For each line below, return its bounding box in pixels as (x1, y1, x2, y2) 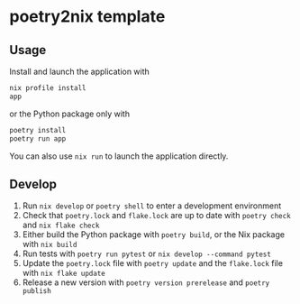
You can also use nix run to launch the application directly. (9, 151, 229, 161)
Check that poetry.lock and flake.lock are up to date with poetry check (22, 210, 291, 221)
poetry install (9, 125, 67, 134)
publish (22, 287, 51, 296)
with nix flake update (22, 268, 105, 279)
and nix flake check (22, 219, 100, 231)
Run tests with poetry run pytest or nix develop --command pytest (22, 248, 272, 259)
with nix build (22, 239, 77, 250)
